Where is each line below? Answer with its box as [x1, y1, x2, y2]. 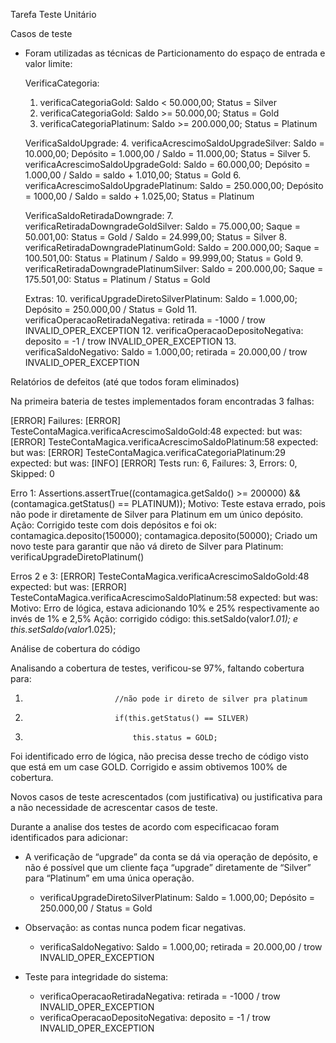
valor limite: [24, 58, 73, 69]
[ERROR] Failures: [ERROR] [10, 415, 122, 426]
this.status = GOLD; [132, 733, 218, 743]
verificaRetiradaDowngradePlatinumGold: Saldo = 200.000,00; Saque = [24, 242, 320, 253]
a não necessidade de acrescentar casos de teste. [10, 802, 218, 813]
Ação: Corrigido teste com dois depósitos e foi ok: [10, 519, 217, 531]
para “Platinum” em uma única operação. [24, 872, 195, 884]
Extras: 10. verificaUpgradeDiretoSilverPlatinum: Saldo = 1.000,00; [24, 293, 298, 304]
